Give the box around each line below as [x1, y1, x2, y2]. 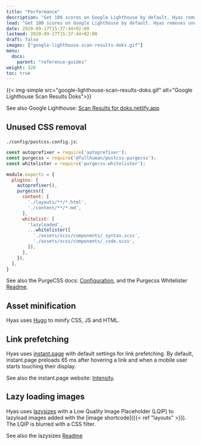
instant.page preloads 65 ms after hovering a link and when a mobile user [6, 356, 188, 363]
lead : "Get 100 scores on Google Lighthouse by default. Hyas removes [6, 20, 186, 26]
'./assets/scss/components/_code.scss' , [32, 238, 135, 245]
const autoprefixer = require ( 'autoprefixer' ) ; [6, 149, 127, 156]
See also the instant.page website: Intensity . [6, 374, 115, 381]
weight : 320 [6, 64, 36, 71]
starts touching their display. [6, 363, 77, 370]
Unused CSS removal [6, 122, 87, 132]
